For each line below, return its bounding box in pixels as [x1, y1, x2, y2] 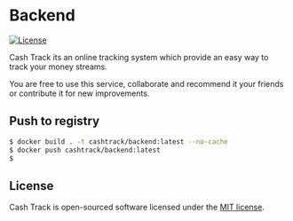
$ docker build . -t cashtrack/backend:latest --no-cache [9, 137, 228, 146]
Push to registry [9, 114, 100, 129]
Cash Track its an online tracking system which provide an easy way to [9, 51, 269, 62]
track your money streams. [9, 61, 108, 72]
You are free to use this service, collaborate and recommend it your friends [9, 78, 284, 89]
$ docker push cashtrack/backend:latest [9, 146, 162, 154]
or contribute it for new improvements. [9, 88, 150, 99]
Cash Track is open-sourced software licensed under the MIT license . [9, 201, 265, 213]
